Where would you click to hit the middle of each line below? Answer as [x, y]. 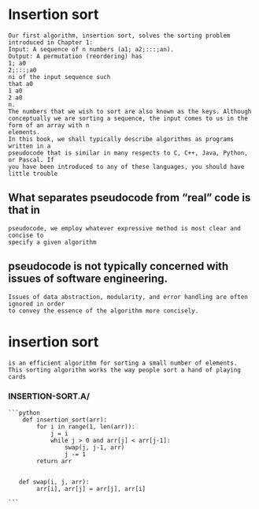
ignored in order [37, 304]
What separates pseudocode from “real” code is [129, 198]
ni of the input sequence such [59, 77]
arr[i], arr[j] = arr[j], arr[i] [91, 488]
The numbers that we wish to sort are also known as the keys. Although [130, 111]
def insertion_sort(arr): [65, 420]
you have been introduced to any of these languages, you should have [126, 167]
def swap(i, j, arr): [54, 482]
